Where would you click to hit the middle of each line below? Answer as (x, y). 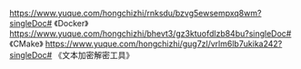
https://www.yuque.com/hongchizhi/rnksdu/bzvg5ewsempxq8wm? (135, 13)
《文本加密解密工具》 (94, 55)
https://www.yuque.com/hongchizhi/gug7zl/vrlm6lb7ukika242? (164, 44)
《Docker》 (71, 23)
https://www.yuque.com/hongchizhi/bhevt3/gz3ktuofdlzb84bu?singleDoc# (150, 34)
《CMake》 (26, 44)
